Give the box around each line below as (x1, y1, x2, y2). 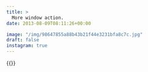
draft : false (6, 37, 40, 43)
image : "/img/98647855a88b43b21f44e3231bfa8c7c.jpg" (6, 31, 143, 37)
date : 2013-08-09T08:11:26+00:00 (6, 20, 91, 26)
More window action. (12, 15, 64, 21)
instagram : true (6, 43, 48, 49)
